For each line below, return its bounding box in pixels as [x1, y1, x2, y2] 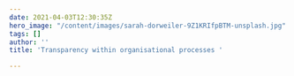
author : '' [9, 37, 49, 47]
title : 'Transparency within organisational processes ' [9, 46, 223, 55]
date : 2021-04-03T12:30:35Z [9, 12, 113, 22]
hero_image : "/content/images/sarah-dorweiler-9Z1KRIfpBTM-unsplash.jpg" [9, 21, 287, 30]
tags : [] [9, 29, 41, 38]
